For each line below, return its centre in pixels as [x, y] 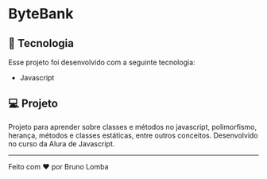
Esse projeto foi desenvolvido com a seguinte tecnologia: [102, 62]
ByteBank [41, 14]
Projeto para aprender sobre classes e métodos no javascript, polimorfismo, [133, 126]
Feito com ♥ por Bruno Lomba [58, 166]
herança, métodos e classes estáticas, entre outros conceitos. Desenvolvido [133, 135]
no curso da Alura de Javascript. [62, 143]
